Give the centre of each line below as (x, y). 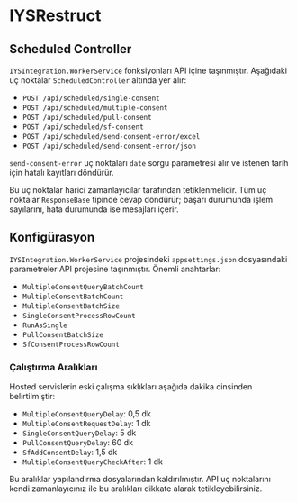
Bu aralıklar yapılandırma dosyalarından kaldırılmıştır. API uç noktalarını (140, 480)
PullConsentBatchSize (63, 334)
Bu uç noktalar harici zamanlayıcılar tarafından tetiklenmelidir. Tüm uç (138, 190)
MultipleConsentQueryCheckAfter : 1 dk (93, 462)
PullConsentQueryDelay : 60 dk (77, 443)
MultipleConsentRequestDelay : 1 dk (86, 424)
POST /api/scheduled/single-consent (91, 98)
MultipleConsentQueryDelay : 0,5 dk (86, 414)
